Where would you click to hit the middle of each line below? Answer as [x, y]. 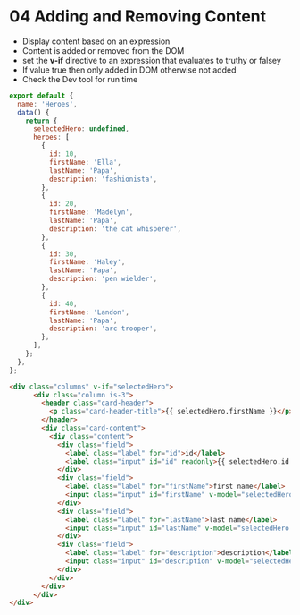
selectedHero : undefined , [81, 129]
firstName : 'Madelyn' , [91, 212]
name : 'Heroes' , [47, 104]
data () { [33, 112]
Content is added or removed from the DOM [103, 50]
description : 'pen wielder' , [103, 279]
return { [42, 121]
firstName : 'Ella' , [85, 162]
